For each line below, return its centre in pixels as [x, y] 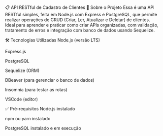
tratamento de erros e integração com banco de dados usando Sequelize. [80, 30]
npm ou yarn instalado [28, 119]
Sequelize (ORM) [22, 70]
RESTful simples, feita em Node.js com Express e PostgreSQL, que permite [81, 15]
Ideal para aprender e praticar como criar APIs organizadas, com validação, [82, 25]
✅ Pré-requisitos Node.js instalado [40, 109]
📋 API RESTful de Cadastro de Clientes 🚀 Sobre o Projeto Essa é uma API [80, 7]
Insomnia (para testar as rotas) [36, 90]
